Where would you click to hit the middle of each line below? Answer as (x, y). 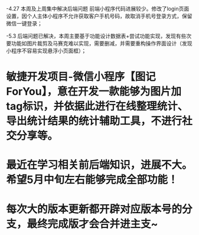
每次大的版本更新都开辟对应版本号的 (94, 209)
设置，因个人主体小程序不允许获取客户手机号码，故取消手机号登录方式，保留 (99, 16)
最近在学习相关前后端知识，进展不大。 (99, 165)
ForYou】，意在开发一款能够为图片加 (94, 92)
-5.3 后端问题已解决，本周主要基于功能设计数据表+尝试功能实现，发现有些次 (99, 36)
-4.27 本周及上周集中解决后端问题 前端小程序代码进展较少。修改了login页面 (98, 9)
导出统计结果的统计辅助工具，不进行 (94, 121)
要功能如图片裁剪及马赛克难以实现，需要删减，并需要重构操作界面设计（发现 (99, 43)
